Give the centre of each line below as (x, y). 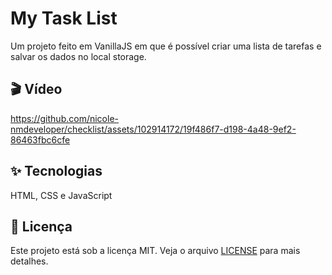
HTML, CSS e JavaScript (61, 195)
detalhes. (29, 261)
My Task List (64, 18)
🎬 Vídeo (36, 89)
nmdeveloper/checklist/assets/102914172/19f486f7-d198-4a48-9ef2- (153, 129)
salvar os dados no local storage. (78, 56)
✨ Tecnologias (56, 171)
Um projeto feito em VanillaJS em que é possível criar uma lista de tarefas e (166, 46)
